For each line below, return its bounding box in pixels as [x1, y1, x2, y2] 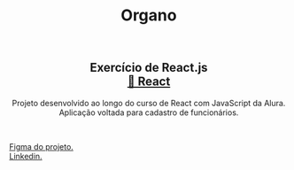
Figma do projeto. [9, 141, 73, 151]
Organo [120, 5, 177, 26]
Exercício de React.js [89, 60, 208, 75]
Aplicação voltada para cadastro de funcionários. [58, 107, 239, 118]
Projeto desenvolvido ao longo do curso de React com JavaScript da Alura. [12, 97, 286, 108]
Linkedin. [9, 151, 43, 161]
